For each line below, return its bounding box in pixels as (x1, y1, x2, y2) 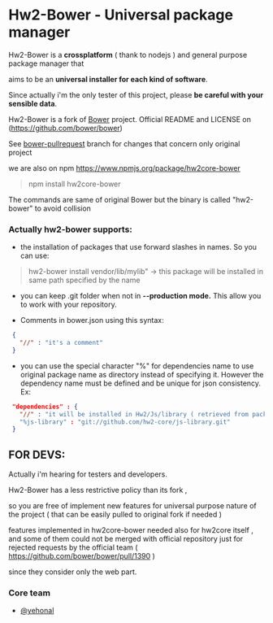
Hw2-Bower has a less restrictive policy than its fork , (8, 486, 188, 495)
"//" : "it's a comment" (19, 339, 104, 347)
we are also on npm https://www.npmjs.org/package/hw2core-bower (8, 163, 241, 172)
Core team (8, 587, 51, 599)
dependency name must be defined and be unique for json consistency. (19, 378, 262, 388)
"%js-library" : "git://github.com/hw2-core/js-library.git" (19, 417, 231, 426)
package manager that (8, 59, 84, 68)
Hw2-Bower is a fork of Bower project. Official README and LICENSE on (8, 114, 252, 124)
